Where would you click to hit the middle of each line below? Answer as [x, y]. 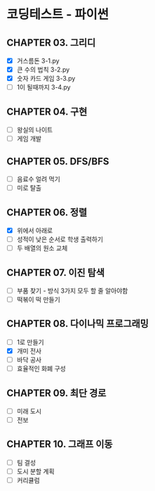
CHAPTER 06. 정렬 [47, 212]
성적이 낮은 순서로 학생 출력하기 [60, 239]
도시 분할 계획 [35, 471]
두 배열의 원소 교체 [42, 248]
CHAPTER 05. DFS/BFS [58, 161]
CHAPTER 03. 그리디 [51, 43]
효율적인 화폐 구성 [41, 369]
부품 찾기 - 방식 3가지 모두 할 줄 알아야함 [72, 291]
